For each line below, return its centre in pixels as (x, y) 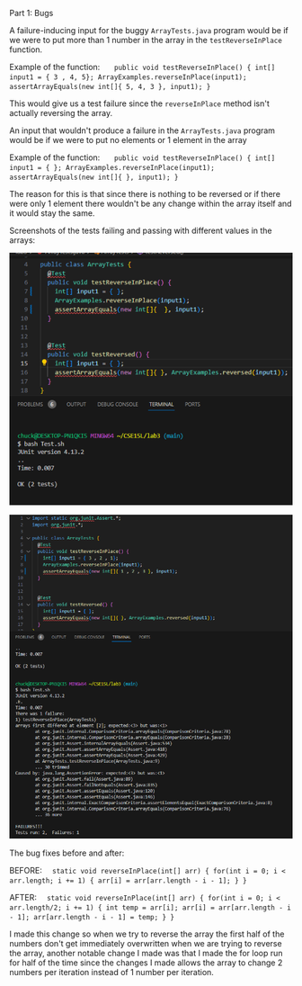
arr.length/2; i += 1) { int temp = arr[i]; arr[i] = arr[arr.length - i (151, 908)
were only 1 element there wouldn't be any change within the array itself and (151, 203)
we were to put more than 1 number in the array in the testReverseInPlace (146, 40)
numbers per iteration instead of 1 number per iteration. (111, 973)
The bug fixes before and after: (67, 853)
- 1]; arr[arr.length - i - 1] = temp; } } (92, 918)
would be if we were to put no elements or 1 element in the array (128, 140)
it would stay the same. (52, 213)
